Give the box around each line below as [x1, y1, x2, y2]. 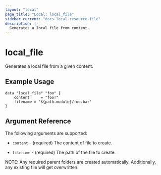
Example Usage [5, 78, 54, 86]
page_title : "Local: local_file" [5, 12, 74, 17]
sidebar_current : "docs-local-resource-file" [5, 16, 101, 21]
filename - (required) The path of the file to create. [12, 149, 116, 155]
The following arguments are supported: [5, 130, 88, 136]
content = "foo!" [14, 95, 58, 100]
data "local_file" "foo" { [5, 90, 61, 95]
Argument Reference [5, 117, 71, 126]
